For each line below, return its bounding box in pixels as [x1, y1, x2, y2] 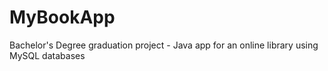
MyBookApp [9, 6, 116, 29]
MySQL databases [9, 49, 86, 61]
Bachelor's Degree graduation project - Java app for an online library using [9, 39, 319, 51]
